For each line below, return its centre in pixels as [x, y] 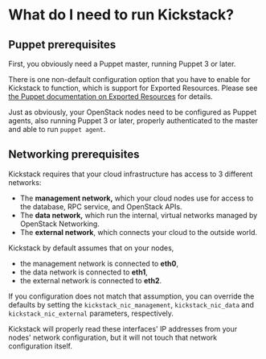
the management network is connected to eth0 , [99, 263]
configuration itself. [41, 346]
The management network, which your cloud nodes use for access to [137, 198]
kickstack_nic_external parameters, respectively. [91, 313]
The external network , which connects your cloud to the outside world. [139, 232]
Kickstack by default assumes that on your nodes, [91, 248]
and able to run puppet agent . [57, 129]
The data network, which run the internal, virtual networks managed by [139, 215]
